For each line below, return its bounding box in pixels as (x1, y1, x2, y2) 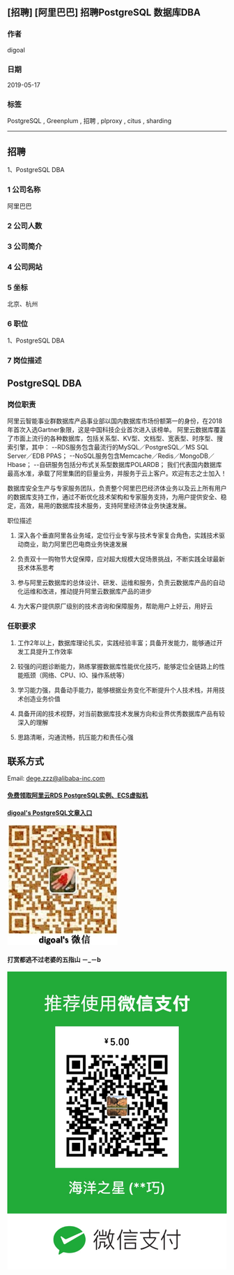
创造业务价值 (23, 694, 61, 703)
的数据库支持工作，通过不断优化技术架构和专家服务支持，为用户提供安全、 (7, 493, 221, 501)
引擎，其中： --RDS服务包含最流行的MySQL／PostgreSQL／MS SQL (13, 443, 209, 452)
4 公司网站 (7, 262, 43, 272)
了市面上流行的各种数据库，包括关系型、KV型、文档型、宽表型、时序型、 (7, 434, 217, 442)
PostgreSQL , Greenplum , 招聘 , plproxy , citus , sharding (7, 117, 172, 125)
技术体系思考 (17, 563, 54, 572)
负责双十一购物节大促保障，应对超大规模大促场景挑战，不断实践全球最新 (17, 555, 225, 563)
